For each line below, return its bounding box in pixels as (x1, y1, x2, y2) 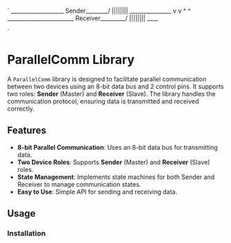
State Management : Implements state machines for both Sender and (17, 173, 215, 181)
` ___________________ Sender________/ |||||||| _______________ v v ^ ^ (7, 7, 191, 15)
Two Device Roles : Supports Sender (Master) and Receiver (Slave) (17, 157, 210, 166)
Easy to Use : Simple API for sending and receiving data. (17, 187, 178, 196)
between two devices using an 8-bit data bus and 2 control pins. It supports (7, 82, 224, 91)
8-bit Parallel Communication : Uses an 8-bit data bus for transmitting (17, 143, 219, 151)
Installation (7, 228, 46, 238)
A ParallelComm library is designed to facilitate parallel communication (7, 75, 207, 83)
